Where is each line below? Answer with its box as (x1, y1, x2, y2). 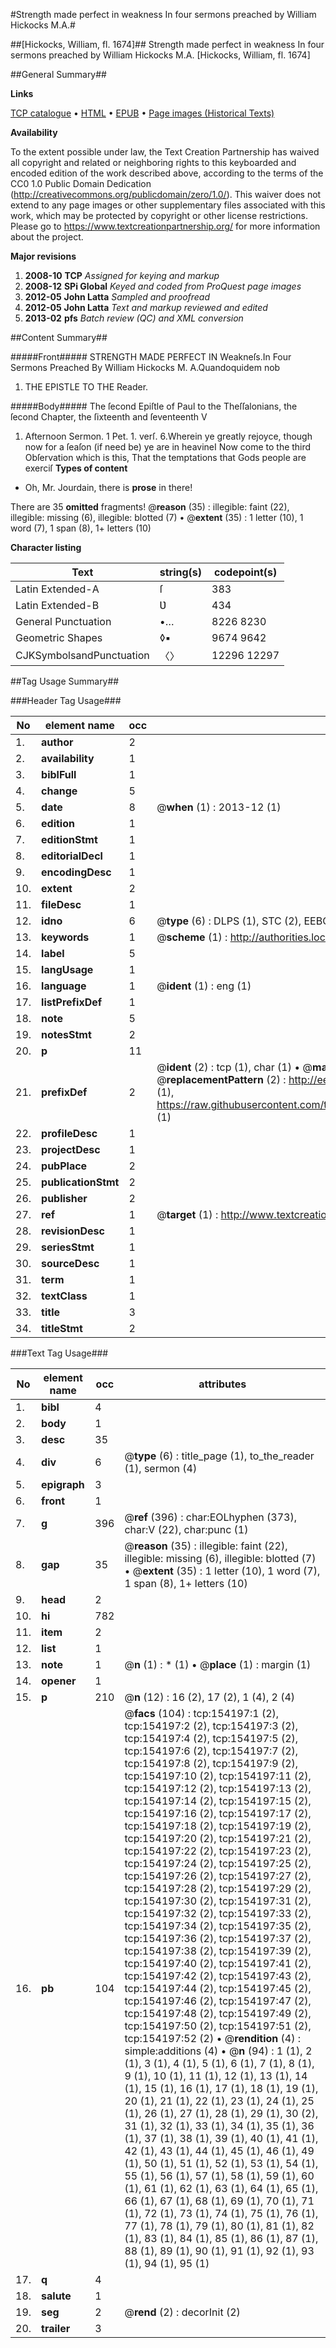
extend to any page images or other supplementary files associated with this (10, 199, 326, 211)
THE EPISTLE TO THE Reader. (24, 381, 149, 393)
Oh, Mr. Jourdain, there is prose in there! (24, 482, 193, 493)
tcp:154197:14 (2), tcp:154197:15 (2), (124, 1794, 312, 1808)
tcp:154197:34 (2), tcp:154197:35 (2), (124, 1919, 312, 1933)
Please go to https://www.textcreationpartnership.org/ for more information (10, 220, 321, 232)
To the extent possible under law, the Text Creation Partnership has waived (10, 146, 320, 158)
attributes (198, 1377, 247, 1391)
